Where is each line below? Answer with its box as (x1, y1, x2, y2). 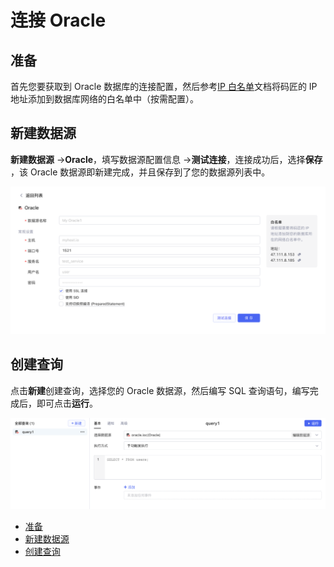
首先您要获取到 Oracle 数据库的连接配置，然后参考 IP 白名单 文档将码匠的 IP (10, 81, 318, 92)
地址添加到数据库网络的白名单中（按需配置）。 (10, 93, 199, 105)
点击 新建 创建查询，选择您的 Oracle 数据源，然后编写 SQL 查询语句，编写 (10, 384, 310, 396)
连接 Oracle (10, 9, 107, 32)
